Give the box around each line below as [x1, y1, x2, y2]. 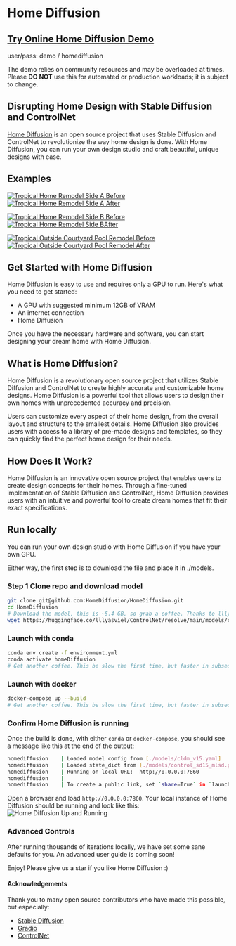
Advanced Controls [7, 827, 75, 836]
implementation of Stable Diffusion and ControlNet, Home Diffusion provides [7, 488, 229, 497]
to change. [7, 80, 39, 89]
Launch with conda [7, 633, 74, 643]
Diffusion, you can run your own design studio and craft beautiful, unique [7, 145, 219, 153]
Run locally [7, 524, 58, 536]
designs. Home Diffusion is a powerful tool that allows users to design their [7, 391, 225, 400]
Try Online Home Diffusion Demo [7, 33, 155, 45]
